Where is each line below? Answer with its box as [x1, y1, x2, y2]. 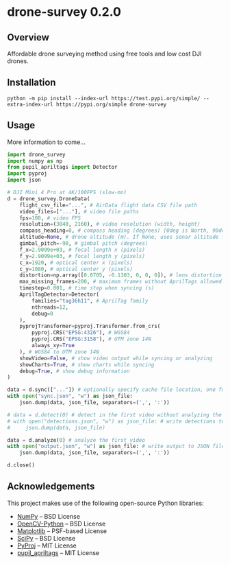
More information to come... [7, 138, 86, 146]
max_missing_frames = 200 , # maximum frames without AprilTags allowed [19, 279, 222, 285]
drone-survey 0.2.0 [7, 4, 122, 20]
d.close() [7, 462, 36, 469]
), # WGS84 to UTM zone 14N [19, 348, 99, 355]
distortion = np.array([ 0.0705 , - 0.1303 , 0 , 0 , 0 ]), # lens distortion [19, 272, 222, 279]
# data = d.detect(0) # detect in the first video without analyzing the [7, 411, 222, 419]
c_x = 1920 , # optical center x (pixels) [19, 259, 133, 266]
